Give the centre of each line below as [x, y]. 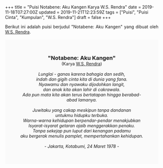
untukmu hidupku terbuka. [82, 115]
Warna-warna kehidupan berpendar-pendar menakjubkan [82, 120]
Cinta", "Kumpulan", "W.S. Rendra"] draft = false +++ [58, 17]
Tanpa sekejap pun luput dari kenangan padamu [82, 131]
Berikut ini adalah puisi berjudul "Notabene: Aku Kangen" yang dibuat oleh [82, 27]
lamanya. [88, 100]
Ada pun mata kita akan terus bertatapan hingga [72, 95]
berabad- [131, 95]
